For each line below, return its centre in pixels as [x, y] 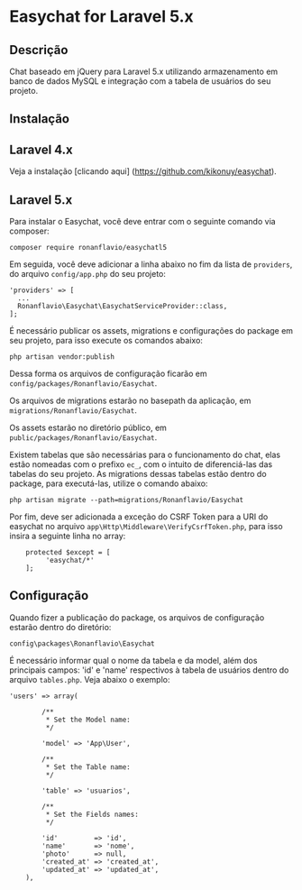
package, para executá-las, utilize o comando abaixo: [109, 483]
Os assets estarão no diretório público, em [88, 428]
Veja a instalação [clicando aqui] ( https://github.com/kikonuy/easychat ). [143, 171]
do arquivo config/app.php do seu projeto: [88, 274]
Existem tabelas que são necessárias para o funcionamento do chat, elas [145, 455]
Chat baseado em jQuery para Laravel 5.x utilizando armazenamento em [144, 71]
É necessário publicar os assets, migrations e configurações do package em [151, 331]
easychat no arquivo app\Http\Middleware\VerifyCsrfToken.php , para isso [146, 527]
